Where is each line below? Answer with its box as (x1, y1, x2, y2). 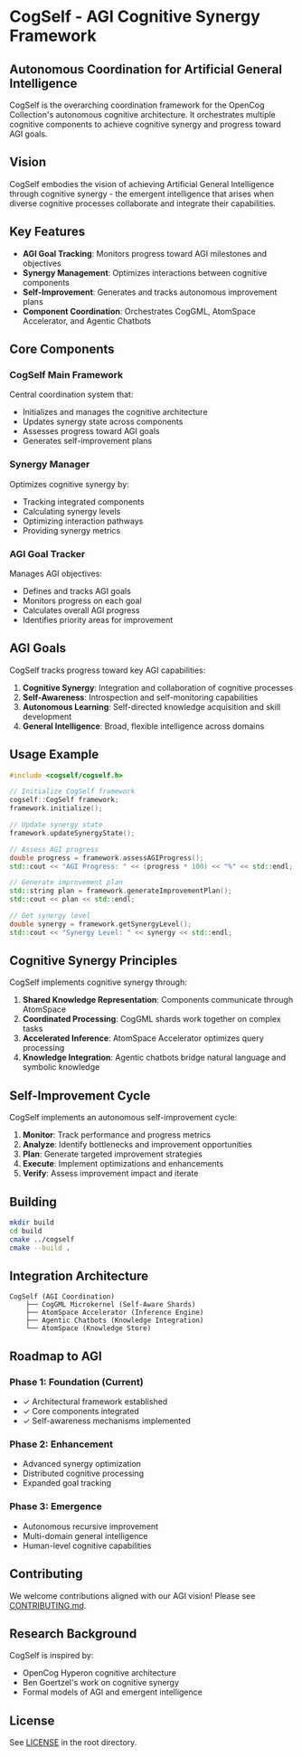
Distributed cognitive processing (22, 1468, 145, 1479)
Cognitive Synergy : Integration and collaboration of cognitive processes (22, 682, 294, 693)
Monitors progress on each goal (22, 595, 142, 606)
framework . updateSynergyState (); (9, 828, 136, 837)
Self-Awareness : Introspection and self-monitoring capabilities (22, 692, 259, 703)
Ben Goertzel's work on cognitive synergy (22, 1677, 179, 1688)
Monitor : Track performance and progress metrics (22, 1129, 211, 1140)
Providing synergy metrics (22, 524, 121, 535)
